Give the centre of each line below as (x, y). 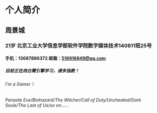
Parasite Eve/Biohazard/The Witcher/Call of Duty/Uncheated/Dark (73, 100)
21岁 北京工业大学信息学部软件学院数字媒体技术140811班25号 (78, 45)
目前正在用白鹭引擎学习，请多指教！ (42, 71)
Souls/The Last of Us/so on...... (37, 105)
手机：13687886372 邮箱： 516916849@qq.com (55, 58)
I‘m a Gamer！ (20, 84)
